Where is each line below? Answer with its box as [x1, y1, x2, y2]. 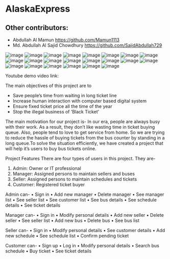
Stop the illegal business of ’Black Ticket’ [12, 109, 100, 114]
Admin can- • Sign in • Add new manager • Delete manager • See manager [5, 191, 164, 197]
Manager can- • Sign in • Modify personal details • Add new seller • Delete [5, 212, 164, 218]
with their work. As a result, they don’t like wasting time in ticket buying [5, 124, 155, 130]
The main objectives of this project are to [5, 82, 92, 89]
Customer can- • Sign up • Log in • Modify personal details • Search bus [5, 243, 159, 248]
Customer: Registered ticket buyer [12, 182, 85, 187]
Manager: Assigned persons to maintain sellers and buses [12, 171, 135, 177]
